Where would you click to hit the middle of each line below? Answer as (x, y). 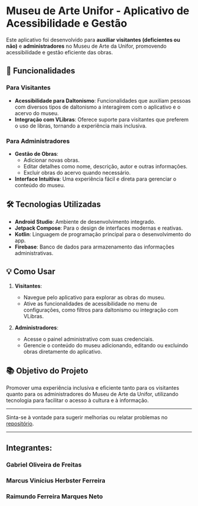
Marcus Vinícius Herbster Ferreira (56, 481)
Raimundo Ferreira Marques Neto (55, 496)
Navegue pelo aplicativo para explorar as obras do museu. (94, 297)
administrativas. (34, 253)
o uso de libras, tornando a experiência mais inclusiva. (81, 126)
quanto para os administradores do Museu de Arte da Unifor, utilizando (92, 394)
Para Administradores (38, 141)
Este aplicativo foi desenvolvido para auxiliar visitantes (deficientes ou (93, 40)
